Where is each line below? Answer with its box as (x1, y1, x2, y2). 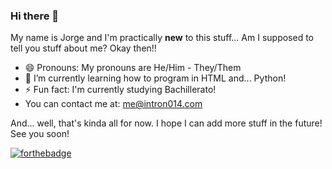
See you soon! (10, 128, 70, 140)
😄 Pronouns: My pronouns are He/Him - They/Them (24, 62, 242, 74)
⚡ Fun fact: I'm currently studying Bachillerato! (24, 84, 217, 96)
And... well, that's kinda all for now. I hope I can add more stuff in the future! (10, 117, 323, 129)
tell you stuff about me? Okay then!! (10, 42, 157, 54)
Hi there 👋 (10, 9, 60, 23)
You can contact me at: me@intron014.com (24, 98, 203, 110)
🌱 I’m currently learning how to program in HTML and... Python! (24, 72, 287, 84)
